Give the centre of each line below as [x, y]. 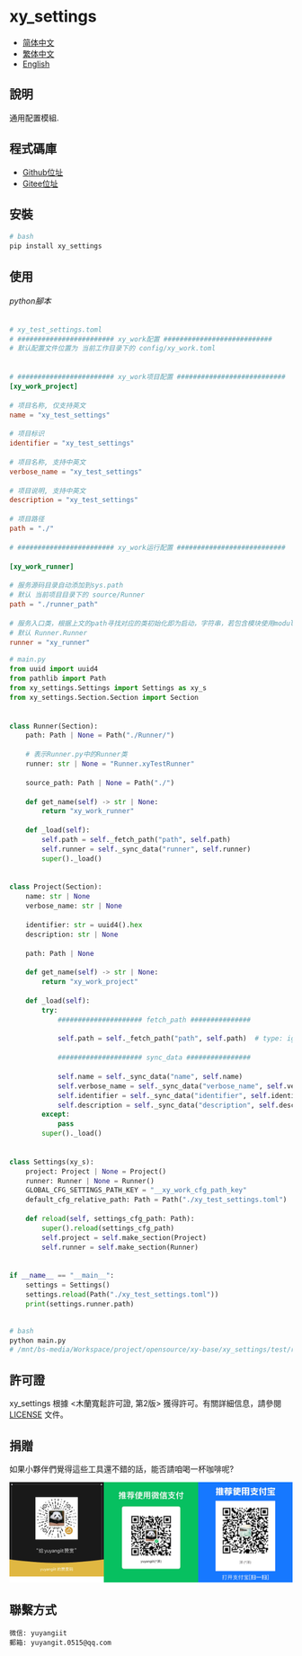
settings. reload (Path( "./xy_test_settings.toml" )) [122, 1295]
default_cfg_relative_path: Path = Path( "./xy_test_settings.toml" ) [156, 1200]
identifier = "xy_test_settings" [72, 443]
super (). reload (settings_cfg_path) [108, 1228]
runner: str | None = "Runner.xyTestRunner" [110, 764]
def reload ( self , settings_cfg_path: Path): [110, 1219]
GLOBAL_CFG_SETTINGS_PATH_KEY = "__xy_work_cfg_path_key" [136, 1191]
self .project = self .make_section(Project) [124, 1237]
